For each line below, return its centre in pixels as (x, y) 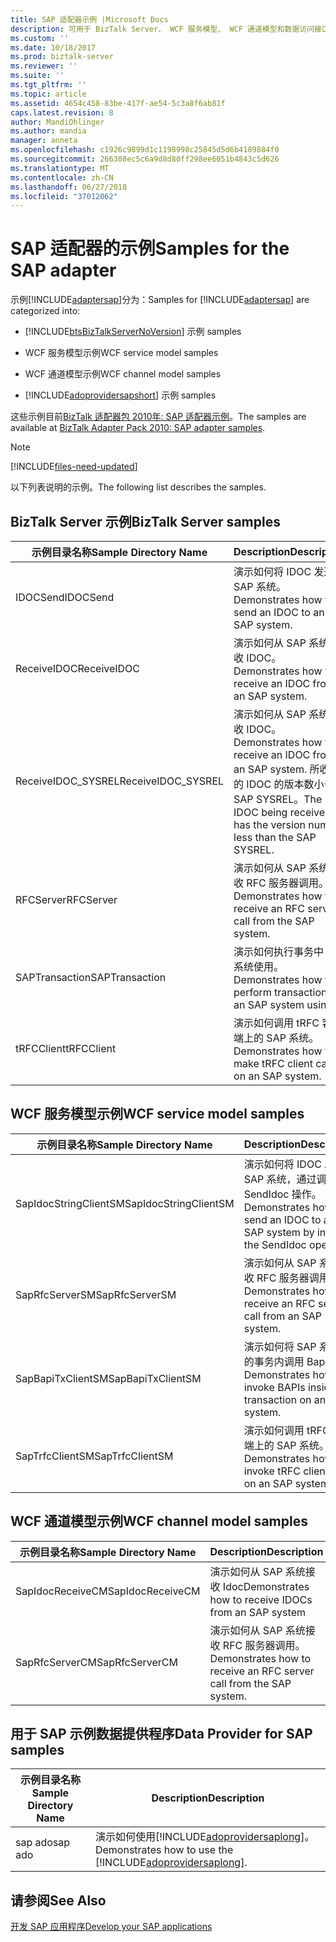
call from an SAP (282, 1316)
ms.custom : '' (40, 38)
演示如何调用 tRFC (276, 1023)
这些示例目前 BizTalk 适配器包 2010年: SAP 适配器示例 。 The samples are (158, 417)
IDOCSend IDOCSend (65, 597)
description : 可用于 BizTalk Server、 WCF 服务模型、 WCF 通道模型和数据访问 (162, 29)
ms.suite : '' (37, 76)
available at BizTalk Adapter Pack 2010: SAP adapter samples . (138, 428)
